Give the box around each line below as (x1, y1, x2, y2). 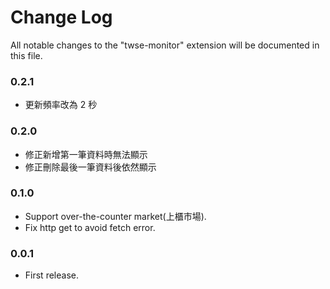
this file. (10, 49, 43, 61)
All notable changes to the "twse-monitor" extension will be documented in (10, 39, 320, 51)
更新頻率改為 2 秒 (24, 99, 98, 111)
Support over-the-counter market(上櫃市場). (24, 210, 207, 222)
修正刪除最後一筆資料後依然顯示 (24, 161, 157, 173)
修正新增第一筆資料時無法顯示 (24, 148, 148, 160)
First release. (24, 269, 79, 281)
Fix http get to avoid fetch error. (24, 221, 156, 233)
